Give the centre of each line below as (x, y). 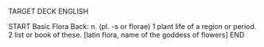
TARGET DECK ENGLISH (49, 11)
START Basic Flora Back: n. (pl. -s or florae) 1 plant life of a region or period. (132, 26)
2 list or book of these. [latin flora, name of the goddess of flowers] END (126, 35)
